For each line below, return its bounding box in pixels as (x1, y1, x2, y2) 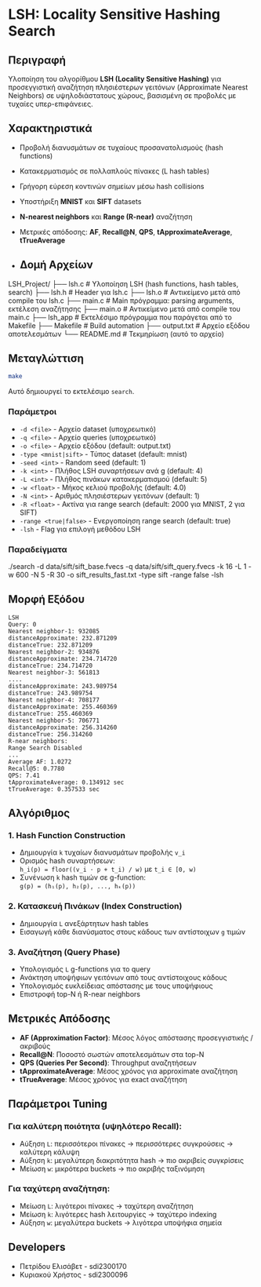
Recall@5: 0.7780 (8, 764, 65, 772)
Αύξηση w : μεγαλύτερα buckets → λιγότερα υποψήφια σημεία (19, 1218, 223, 1227)
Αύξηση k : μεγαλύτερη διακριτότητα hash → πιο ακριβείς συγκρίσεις (19, 1155, 245, 1165)
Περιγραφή (8, 53, 67, 67)
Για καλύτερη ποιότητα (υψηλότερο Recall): (8, 1121, 183, 1132)
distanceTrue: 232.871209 (8, 641, 92, 649)
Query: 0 (8, 620, 37, 629)
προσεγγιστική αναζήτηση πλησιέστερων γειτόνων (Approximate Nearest (8, 82, 248, 92)
